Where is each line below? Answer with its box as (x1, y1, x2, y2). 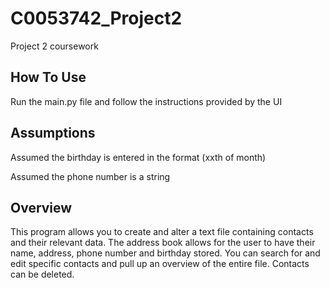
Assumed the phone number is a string (10, 170, 171, 182)
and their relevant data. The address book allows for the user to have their (10, 237, 316, 249)
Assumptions (10, 125, 96, 142)
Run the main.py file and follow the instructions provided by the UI (10, 95, 283, 107)
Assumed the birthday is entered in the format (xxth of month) (10, 151, 267, 163)
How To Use (10, 69, 87, 86)
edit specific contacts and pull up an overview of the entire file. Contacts (10, 258, 310, 270)
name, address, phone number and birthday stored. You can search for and (10, 247, 321, 259)
